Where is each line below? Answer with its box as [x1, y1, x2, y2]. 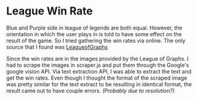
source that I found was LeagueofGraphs [6, 43, 108, 51]
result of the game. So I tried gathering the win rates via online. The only [6, 37, 185, 44]
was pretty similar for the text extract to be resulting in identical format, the [6, 80, 192, 88]
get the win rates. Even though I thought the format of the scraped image [6, 74, 188, 81]
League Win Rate [6, 4, 93, 18]
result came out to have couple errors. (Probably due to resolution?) [6, 87, 175, 94]
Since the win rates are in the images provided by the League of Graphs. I [6, 55, 189, 62]
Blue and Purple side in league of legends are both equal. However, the [6, 24, 182, 31]
